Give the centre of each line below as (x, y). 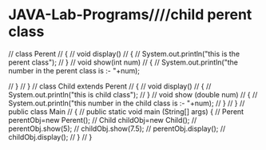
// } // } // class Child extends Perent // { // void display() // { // (110, 86)
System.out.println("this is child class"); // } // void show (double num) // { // (133, 94)
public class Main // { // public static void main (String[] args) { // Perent (126, 111)
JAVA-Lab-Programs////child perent (130, 15)
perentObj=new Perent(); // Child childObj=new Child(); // (103, 120)
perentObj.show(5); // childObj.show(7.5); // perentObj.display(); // (117, 128)
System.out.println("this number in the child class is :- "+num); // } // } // (127, 103)
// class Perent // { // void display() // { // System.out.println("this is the (124, 53)
